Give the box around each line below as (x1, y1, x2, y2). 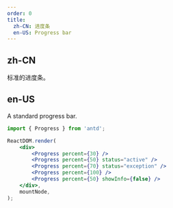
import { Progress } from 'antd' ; (7, 125, 106, 132)
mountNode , (19, 188, 51, 195)
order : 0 (7, 10, 32, 17)
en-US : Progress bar (13, 29, 72, 36)
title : (7, 16, 26, 23)
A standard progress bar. (7, 112, 77, 120)
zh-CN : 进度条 (13, 23, 51, 29)
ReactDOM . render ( (7, 138, 57, 144)
